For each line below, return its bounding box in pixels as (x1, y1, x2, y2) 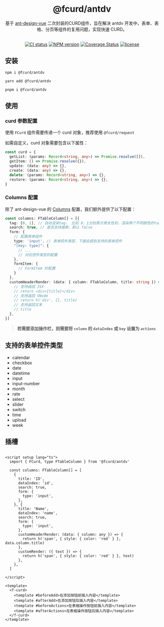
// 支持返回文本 (14, 302, 42, 307)
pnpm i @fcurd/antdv (5, 87, 47, 92)
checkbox (12, 360, 33, 366)
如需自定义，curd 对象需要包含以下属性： (5, 140, 88, 146)
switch (12, 406, 26, 412)
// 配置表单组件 (14, 234, 42, 239)
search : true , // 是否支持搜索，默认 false (9, 225, 93, 230)
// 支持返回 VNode (14, 293, 48, 298)
